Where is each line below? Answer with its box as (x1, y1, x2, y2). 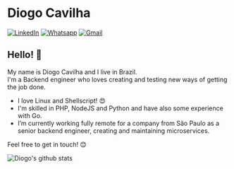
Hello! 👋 (7, 49, 42, 61)
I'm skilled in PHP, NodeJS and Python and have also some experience (17, 104, 223, 112)
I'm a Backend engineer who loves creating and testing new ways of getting (7, 75, 228, 83)
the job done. (7, 83, 46, 91)
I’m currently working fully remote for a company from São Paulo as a (17, 119, 220, 127)
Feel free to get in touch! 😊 (7, 140, 87, 148)
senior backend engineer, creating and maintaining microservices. (17, 126, 210, 135)
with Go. (17, 111, 42, 120)
